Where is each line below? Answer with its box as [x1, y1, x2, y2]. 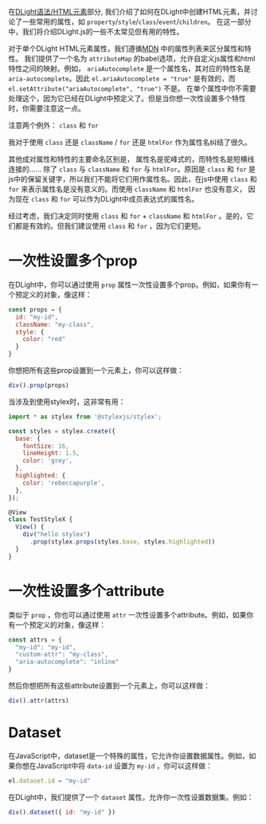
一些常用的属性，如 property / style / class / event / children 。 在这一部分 [22, 17, 252, 26]
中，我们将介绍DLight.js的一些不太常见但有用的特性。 [8, 27, 184, 36]
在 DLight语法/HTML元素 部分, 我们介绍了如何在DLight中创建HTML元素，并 [8, 7, 251, 16]
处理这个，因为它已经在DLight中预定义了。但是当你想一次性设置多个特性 [8, 94, 246, 103]
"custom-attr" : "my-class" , [15, 650, 109, 659]
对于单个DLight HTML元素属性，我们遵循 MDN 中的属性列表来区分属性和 [8, 44, 245, 53]
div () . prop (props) [8, 382, 69, 390]
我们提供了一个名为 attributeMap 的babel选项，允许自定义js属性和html [23, 54, 256, 63]
